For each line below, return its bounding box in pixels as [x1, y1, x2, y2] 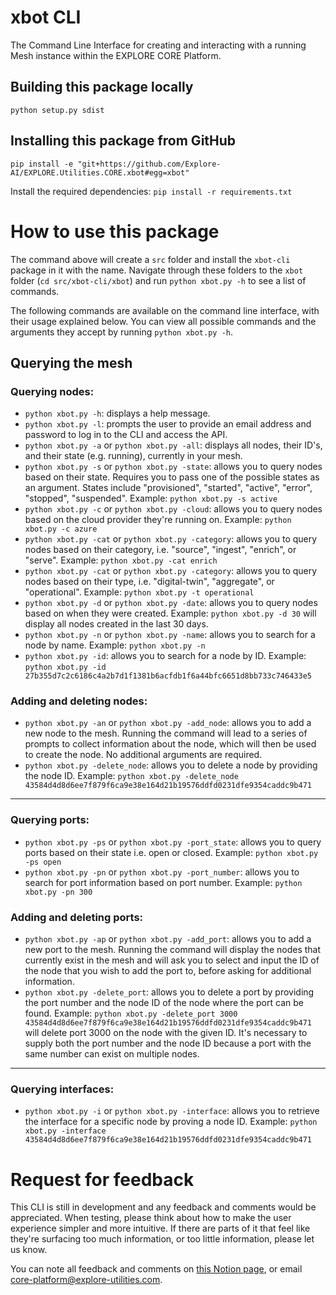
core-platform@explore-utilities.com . [10, 1274, 163, 1286]
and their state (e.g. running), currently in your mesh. [24, 450, 243, 462]
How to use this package [10, 220, 220, 243]
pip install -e [10, 159, 74, 169]
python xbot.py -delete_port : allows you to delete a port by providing [24, 986, 315, 998]
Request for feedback [10, 1168, 195, 1191]
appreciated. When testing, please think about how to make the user [10, 1212, 292, 1224]
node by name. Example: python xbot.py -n [24, 639, 206, 651]
